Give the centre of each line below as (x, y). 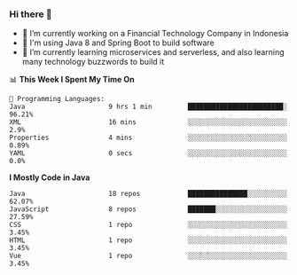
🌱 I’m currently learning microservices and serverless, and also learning (153, 52)
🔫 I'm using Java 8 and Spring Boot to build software (118, 43)
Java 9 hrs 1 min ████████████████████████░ (148, 107)
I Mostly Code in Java (50, 177)
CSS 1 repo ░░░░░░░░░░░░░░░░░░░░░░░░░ (148, 225)
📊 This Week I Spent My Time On (72, 80)
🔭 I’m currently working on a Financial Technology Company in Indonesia (155, 34)
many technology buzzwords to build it (93, 62)
